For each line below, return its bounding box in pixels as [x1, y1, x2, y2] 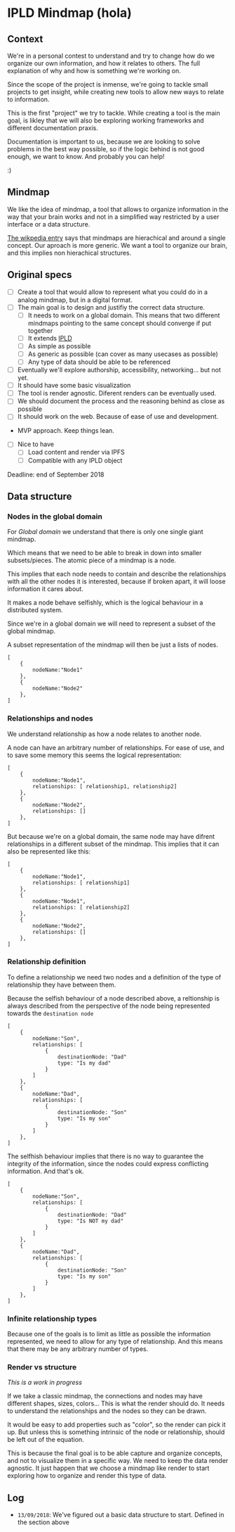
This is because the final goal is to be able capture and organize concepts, [7, 1449, 223, 1457]
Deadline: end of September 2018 [7, 470, 105, 479]
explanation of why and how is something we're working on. [7, 67, 181, 75]
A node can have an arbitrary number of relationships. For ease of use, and [7, 743, 224, 752]
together [27, 326, 53, 335]
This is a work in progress [7, 1378, 83, 1387]
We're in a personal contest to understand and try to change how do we [7, 51, 215, 60]
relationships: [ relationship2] [32, 904, 130, 911]
